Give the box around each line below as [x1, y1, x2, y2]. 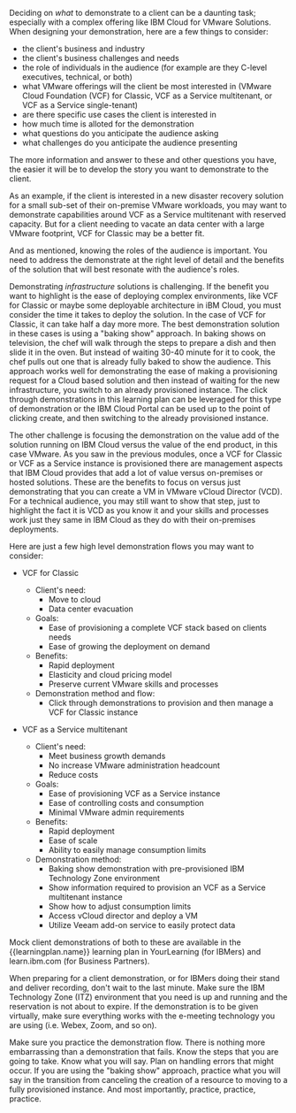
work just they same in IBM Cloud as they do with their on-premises [9, 515, 256, 525]
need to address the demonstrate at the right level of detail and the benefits [9, 255, 285, 265]
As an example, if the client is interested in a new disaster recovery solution [9, 190, 285, 201]
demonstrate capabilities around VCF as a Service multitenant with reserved [9, 210, 286, 219]
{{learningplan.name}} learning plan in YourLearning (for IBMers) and [9, 947, 262, 956]
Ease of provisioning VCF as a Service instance [48, 788, 221, 799]
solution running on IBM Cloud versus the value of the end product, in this [9, 440, 278, 449]
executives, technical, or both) [21, 72, 133, 82]
